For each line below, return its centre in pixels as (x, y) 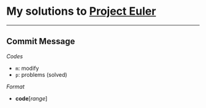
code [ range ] (31, 98)
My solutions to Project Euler (81, 11)
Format (16, 87)
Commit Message (41, 41)
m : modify (27, 68)
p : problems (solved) (41, 74)
